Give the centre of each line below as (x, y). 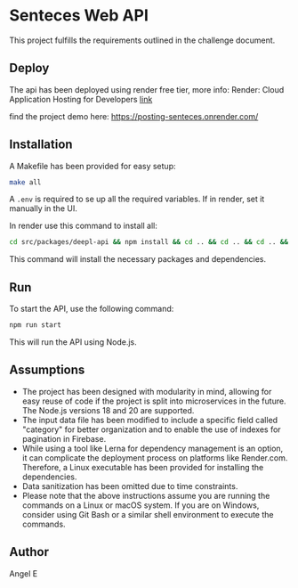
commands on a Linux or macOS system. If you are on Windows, (141, 505)
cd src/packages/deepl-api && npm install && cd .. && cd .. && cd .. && (149, 242)
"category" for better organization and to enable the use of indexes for (152, 429)
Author (29, 552)
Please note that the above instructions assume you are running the (146, 495)
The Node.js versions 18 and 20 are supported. (108, 410)
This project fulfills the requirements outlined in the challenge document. (142, 40)
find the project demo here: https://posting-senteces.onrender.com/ (134, 116)
